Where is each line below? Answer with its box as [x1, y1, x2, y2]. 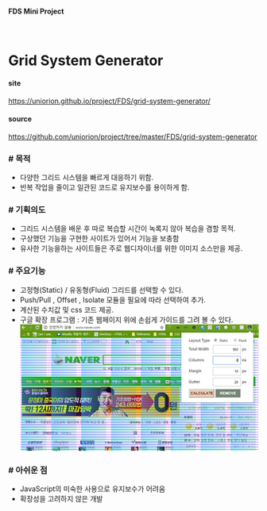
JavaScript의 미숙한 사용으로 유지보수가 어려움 [19, 484, 165, 494]
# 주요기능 [8, 266, 46, 277]
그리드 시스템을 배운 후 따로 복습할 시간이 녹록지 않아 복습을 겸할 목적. [19, 224, 236, 233]
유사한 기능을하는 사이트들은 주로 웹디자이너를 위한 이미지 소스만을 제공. [19, 244, 243, 253]
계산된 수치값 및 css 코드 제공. [19, 305, 114, 314]
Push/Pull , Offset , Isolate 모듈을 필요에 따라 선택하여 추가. [19, 294, 207, 305]
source [8, 114, 33, 124]
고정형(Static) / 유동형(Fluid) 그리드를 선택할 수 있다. [19, 285, 184, 294]
